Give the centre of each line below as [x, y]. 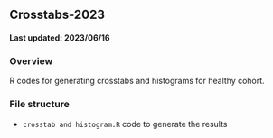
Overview [31, 60]
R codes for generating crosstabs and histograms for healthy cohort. [137, 81]
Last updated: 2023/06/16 [60, 37]
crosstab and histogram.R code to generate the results [125, 124]
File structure [39, 105]
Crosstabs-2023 [57, 15]
